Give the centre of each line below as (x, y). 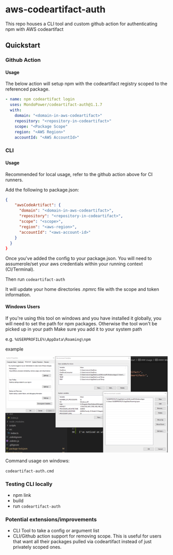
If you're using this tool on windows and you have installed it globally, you (83, 318)
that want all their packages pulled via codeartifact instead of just (82, 542)
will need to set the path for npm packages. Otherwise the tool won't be (81, 323)
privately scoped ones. (37, 547)
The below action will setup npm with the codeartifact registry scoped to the (86, 84)
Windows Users (23, 306)
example (14, 349)
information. (18, 295)
